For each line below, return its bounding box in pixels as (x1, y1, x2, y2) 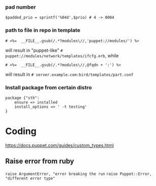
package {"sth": (5, 95, 40, 100)
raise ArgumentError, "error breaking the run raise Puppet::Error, (5, 171, 152, 176)
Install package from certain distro (5, 84, 92, 91)
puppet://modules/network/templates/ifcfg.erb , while (5, 52, 119, 59)
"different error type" (5, 176, 56, 181)
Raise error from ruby (5, 157, 74, 166)
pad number (5, 4, 36, 11)
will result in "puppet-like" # (5, 47, 63, 53)
